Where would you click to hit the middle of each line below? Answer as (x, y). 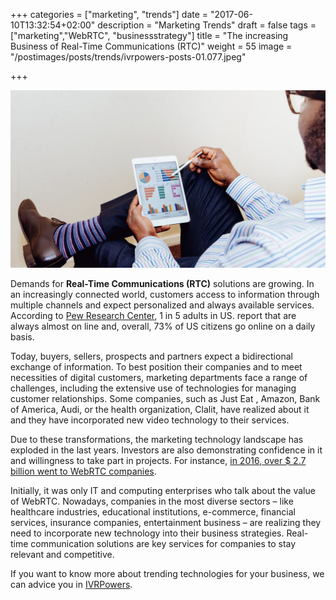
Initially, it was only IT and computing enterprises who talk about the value (163, 490)
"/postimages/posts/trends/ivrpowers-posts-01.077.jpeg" (128, 57)
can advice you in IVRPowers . (71, 584)
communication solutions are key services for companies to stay (163, 543)
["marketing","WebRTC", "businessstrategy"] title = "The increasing (149, 35)
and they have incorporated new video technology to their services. (150, 420)
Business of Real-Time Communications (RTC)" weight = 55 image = (151, 46)
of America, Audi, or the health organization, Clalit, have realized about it (160, 409)
